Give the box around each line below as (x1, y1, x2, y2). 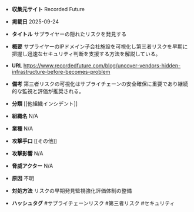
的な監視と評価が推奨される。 (11, 88, 84, 94)
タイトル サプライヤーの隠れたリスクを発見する (11, 30, 127, 37)
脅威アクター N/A (11, 162, 53, 169)
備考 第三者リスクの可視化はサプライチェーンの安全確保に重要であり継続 (11, 80, 188, 87)
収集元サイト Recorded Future (11, 6, 85, 12)
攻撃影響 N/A (11, 150, 44, 157)
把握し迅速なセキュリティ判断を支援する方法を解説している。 (11, 50, 161, 57)
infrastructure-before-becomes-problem (11, 69, 111, 75)
